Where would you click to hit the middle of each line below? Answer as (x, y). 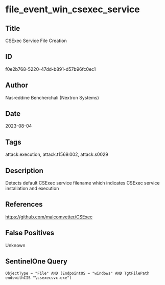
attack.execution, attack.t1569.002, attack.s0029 (57, 154)
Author (17, 85)
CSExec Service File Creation (36, 40)
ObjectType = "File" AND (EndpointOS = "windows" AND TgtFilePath (77, 273)
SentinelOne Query (37, 262)
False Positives (30, 233)
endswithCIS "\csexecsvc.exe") (39, 278)
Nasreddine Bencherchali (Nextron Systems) (52, 97)
